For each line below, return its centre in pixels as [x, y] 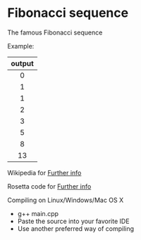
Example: [21, 46]
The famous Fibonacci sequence [55, 32]
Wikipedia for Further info [44, 172]
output [22, 63]
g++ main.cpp [38, 213]
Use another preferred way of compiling [76, 228]
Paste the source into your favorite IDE [73, 221]
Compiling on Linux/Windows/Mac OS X [66, 200]
